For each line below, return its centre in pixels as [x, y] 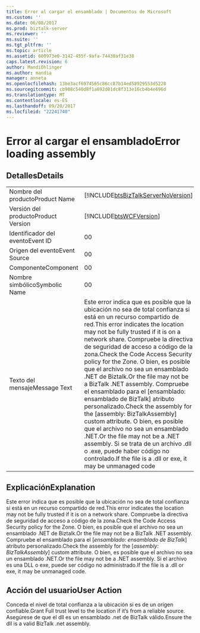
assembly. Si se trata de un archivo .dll [138, 444]
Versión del [25, 209]
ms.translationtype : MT [36, 95]
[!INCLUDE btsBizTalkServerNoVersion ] [139, 196]
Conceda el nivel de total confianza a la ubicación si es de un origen [90, 604]
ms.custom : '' [24, 17]
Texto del [22, 381]
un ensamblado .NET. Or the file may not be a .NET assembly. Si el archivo [97, 559]
